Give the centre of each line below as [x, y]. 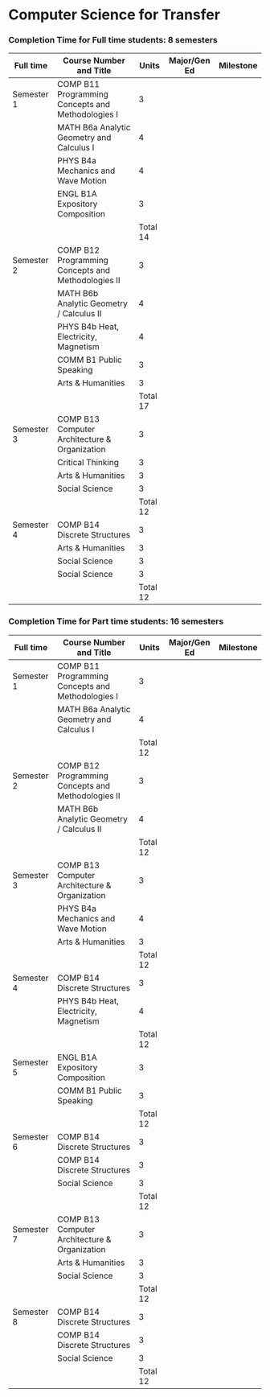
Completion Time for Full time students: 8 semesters [113, 40]
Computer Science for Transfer [115, 15]
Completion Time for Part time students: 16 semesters [116, 621]
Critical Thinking [88, 463]
